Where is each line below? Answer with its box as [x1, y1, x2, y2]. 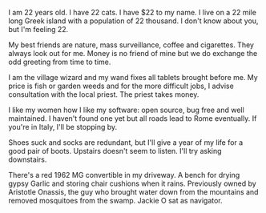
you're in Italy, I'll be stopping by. [8, 123, 118, 131]
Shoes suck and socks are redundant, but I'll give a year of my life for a [8, 138, 244, 147]
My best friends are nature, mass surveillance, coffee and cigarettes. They [8, 40, 255, 50]
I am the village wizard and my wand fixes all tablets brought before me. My [8, 73, 258, 82]
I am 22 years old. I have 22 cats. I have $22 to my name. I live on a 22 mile [8, 8, 256, 17]
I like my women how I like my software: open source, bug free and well [8, 105, 244, 115]
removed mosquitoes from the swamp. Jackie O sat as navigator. [8, 196, 223, 205]
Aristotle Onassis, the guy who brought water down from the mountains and [8, 187, 259, 196]
